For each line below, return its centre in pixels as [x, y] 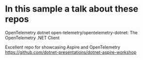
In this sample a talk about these [72, 9]
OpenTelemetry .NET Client [32, 38]
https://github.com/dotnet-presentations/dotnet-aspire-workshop [71, 52]
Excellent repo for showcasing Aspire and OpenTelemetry [63, 47]
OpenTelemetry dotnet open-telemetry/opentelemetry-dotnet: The [71, 32]
